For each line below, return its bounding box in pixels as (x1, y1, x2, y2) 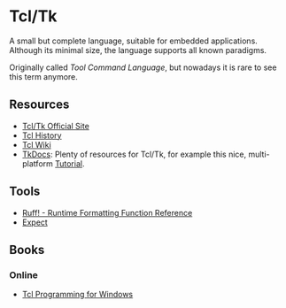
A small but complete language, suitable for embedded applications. (9, 35, 259, 46)
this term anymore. (9, 71, 78, 81)
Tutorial (54, 158, 82, 169)
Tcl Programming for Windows (21, 289, 134, 300)
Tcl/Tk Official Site (21, 120, 90, 131)
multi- (247, 149, 270, 159)
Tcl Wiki (21, 139, 51, 150)
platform (21, 158, 53, 169)
